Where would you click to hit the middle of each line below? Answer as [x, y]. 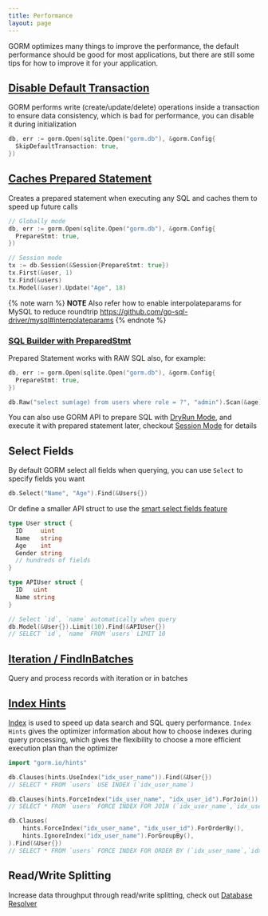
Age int [33, 546]
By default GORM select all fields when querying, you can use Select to [126, 470]
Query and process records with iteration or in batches [98, 678]
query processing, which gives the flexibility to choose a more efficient [125, 739]
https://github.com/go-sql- [144, 311]
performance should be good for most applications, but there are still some [132, 54]
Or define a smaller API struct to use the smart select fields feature [118, 509]
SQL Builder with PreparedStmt [70, 341]
